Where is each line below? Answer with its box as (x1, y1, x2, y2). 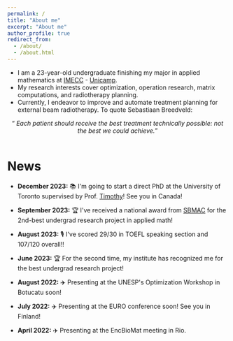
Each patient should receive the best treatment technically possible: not (16, 119, 224, 127)
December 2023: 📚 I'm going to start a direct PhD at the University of (17, 182, 221, 190)
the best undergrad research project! (17, 263, 125, 273)
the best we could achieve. (77, 126, 155, 135)
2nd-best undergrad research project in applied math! (17, 216, 173, 224)
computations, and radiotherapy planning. (17, 90, 139, 99)
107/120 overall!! (17, 240, 64, 248)
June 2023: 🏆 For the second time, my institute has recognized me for (17, 254, 224, 262)
